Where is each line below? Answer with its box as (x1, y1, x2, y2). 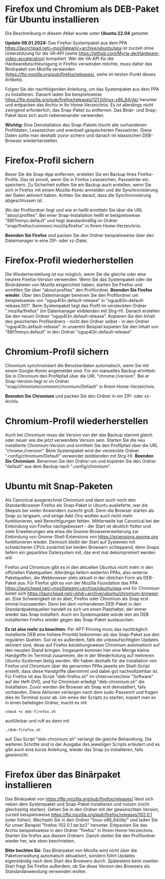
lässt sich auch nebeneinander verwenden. (17, 112, 105, 118)
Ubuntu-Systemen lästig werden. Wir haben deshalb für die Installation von (5, 657, 157, 663)
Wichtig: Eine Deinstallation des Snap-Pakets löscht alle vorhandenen (5, 122, 147, 128)
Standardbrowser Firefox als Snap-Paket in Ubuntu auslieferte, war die (5, 502, 148, 508)
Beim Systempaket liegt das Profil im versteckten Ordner (32, 303, 147, 308)
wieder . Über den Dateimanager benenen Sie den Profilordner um (5, 292, 139, 298)
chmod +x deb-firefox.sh (5, 709, 56, 714)
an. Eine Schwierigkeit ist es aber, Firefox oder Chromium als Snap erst (5, 596, 149, 602)
